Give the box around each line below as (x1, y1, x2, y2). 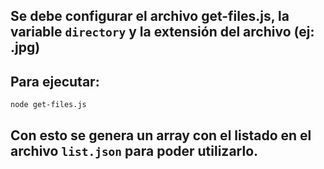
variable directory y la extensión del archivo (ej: (10, 24, 315, 41)
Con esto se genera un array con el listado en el (10, 127, 312, 144)
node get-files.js (10, 100, 87, 110)
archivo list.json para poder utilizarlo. (10, 142, 259, 159)
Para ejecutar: (10, 73, 100, 90)
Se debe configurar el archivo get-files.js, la (10, 8, 290, 25)
